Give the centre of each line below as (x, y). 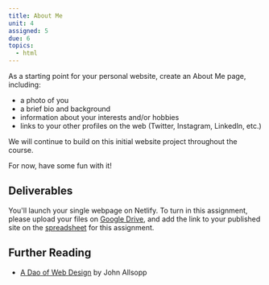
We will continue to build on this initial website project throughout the (123, 141)
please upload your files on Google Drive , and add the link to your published (134, 219)
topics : (21, 46)
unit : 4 (21, 23)
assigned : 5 (28, 31)
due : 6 (19, 38)
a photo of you (44, 100)
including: (25, 85)
